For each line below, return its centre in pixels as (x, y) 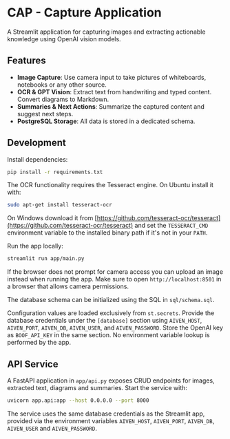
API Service (33, 364)
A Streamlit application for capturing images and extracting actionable (106, 32)
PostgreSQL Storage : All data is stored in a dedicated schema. (106, 121)
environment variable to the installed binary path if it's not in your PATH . (107, 233)
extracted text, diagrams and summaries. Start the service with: (97, 388)
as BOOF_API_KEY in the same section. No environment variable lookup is (108, 335)
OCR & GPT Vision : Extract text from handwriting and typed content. (114, 92)
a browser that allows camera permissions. (68, 286)
